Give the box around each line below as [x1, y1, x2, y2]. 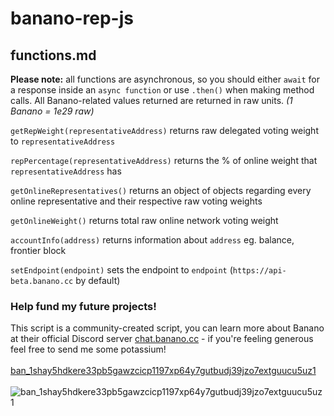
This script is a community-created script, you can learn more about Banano [10, 322, 325, 334]
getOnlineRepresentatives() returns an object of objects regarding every [10, 185, 312, 196]
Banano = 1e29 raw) [10, 105, 95, 117]
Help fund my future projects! [10, 299, 157, 313]
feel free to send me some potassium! [10, 343, 167, 356]
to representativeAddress [10, 135, 116, 147]
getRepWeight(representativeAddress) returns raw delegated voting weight [10, 125, 319, 136]
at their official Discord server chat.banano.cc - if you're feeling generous [10, 333, 314, 345]
